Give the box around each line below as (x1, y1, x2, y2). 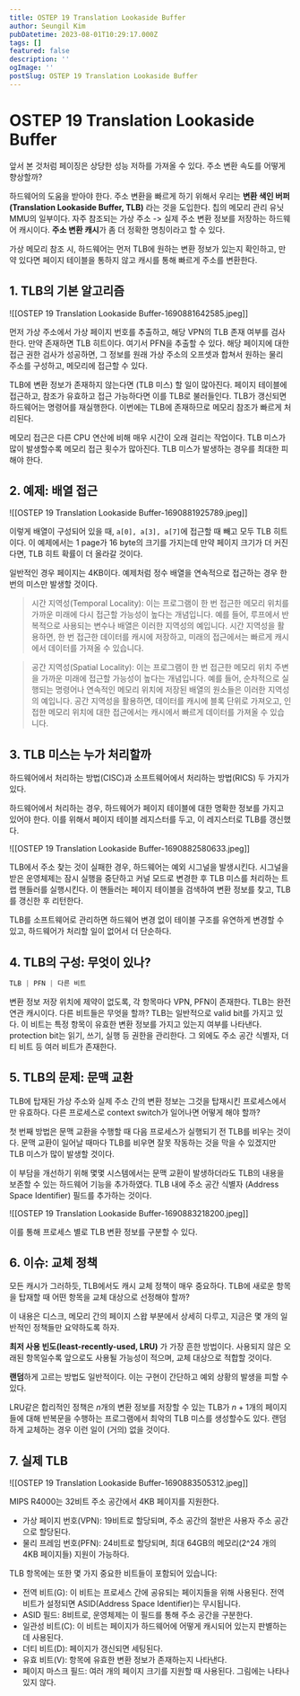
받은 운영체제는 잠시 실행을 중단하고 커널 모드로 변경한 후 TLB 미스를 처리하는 (9, 873, 279, 884)
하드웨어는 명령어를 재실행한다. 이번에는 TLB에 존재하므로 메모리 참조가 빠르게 (9, 402, 282, 412)
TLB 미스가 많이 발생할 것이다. (9, 1148, 115, 1159)
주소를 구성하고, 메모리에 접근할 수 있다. (9, 360, 148, 371)
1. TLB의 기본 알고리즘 (9, 284, 125, 299)
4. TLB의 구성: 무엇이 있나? (9, 954, 151, 970)
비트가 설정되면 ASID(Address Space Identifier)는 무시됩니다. (21, 1598, 241, 1609)
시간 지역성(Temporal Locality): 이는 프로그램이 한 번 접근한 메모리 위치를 (30, 598, 289, 609)
